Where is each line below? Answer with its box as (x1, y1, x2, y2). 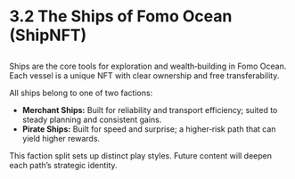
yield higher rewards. (21, 133, 101, 143)
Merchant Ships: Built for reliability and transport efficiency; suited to (21, 104, 278, 115)
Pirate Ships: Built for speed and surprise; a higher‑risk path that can (21, 123, 276, 134)
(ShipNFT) (9, 25, 87, 45)
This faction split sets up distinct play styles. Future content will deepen (9, 150, 273, 161)
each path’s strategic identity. (9, 159, 118, 170)
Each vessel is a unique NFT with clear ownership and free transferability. (9, 69, 280, 81)
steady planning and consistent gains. (21, 114, 162, 125)
